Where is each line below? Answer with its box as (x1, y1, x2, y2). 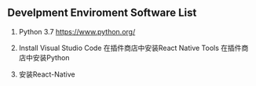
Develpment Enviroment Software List (7, 6, 197, 20)
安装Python (32, 52, 70, 62)
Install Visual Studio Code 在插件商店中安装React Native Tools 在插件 (18, 43, 242, 52)
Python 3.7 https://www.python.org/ (18, 27, 136, 36)
